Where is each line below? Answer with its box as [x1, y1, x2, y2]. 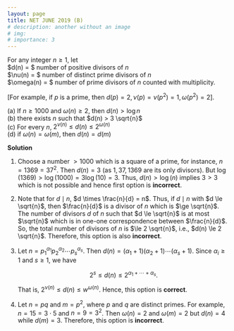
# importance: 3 [7, 37, 55, 44]
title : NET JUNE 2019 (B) [7, 17, 83, 24]
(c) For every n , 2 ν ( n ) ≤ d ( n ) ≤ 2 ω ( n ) [7, 121, 111, 131]
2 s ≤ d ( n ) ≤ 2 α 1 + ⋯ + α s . [89, 269, 159, 279]
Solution [7, 143, 33, 152]
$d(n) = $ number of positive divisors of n [7, 63, 129, 72]
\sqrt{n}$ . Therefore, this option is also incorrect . [17, 232, 162, 240]
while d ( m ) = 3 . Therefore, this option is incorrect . [17, 316, 164, 325]
